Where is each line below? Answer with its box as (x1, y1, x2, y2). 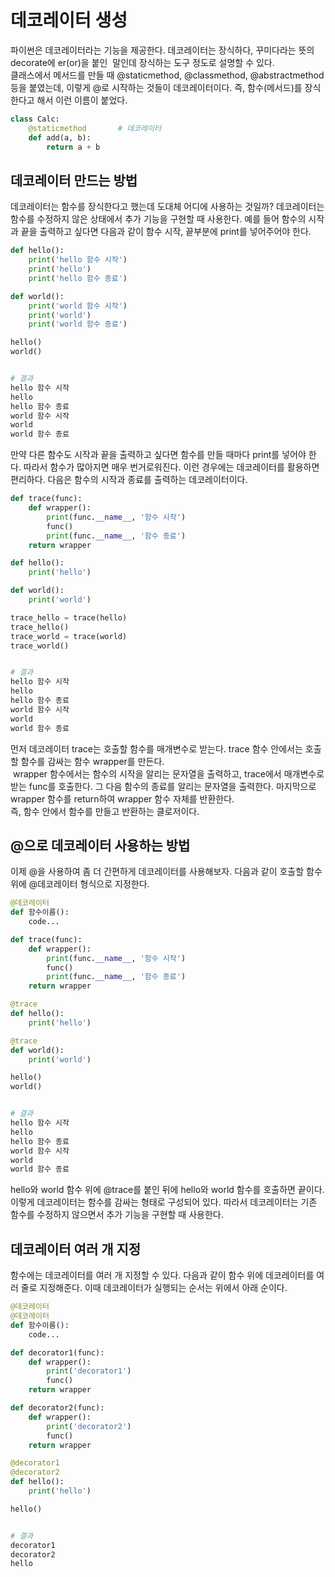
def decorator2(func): (10, 1403, 105, 1413)
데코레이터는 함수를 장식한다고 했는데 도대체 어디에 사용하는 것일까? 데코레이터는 (10, 201, 325, 213)
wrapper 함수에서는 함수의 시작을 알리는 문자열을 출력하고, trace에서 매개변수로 (12, 767, 325, 780)
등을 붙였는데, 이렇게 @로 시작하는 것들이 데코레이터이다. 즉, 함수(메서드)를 (10, 81, 303, 93)
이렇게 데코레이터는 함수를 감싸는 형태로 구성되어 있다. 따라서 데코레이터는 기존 (10, 1196, 318, 1208)
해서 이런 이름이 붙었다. (36, 94, 128, 106)
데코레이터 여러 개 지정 (10, 1241, 142, 1258)
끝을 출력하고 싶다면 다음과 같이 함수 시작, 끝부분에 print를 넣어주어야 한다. (20, 226, 312, 238)
